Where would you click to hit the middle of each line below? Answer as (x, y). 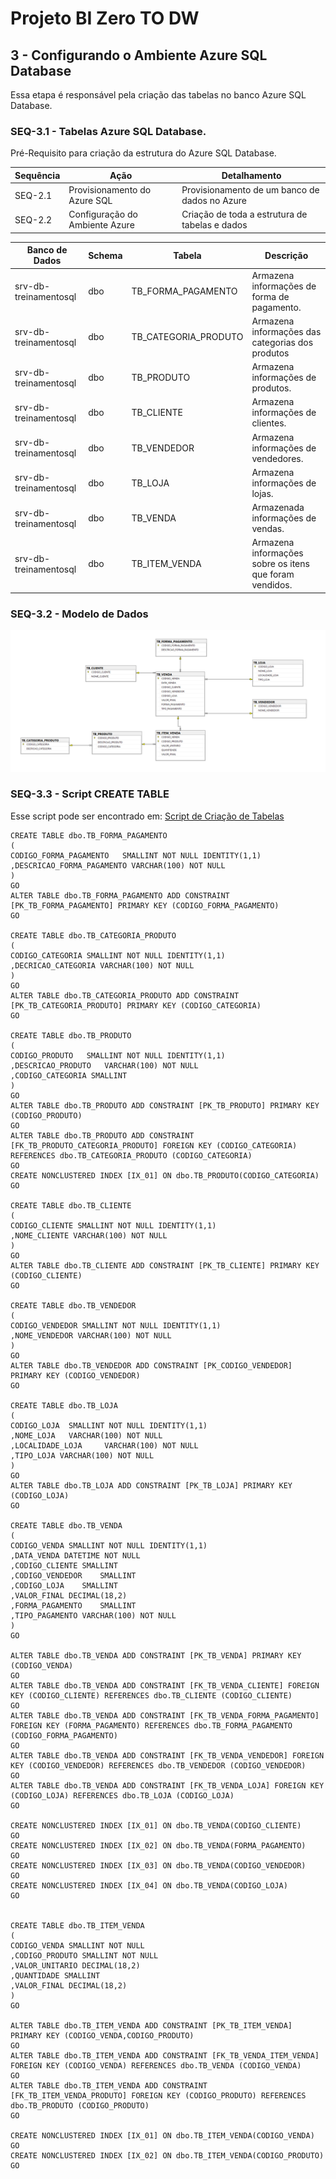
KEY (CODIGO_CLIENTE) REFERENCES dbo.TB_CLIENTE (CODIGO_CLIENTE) (151, 1695)
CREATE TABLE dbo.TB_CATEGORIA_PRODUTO (93, 935)
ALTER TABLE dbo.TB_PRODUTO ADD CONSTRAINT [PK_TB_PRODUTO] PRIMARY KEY (165, 1105)
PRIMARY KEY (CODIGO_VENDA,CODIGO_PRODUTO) (102, 2035)
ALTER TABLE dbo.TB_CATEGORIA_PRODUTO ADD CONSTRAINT (125, 995)
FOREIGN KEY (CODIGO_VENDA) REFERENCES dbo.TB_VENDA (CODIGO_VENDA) (156, 2065)
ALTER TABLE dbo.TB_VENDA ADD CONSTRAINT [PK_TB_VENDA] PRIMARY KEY (156, 1655)
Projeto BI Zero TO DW (105, 18)
